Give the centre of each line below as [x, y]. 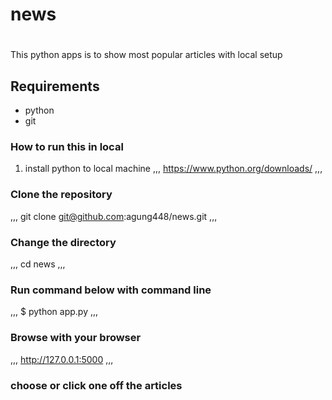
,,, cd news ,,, [38, 264]
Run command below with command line [111, 290]
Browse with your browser [76, 338]
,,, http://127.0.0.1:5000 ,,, [62, 359]
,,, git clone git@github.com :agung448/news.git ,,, [114, 216]
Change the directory [63, 242]
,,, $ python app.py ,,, [54, 312]
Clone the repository [61, 195]
